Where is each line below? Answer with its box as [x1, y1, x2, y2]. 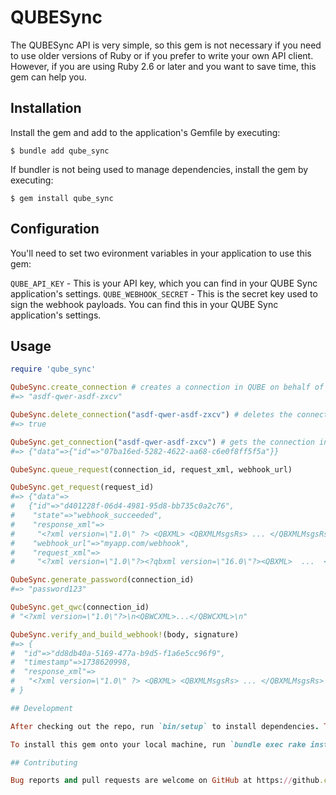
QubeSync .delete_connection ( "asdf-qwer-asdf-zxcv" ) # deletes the [10, 410, 293, 420]
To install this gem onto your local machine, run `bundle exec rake [10, 739, 307, 750]
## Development [10, 703, 74, 713]
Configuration [10, 221, 100, 238]
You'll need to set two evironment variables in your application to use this [10, 247, 312, 259]
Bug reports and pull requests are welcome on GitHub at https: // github [10, 776, 320, 786]
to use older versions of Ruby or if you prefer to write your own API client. [10, 49, 314, 61]
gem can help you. [10, 71, 87, 83]
